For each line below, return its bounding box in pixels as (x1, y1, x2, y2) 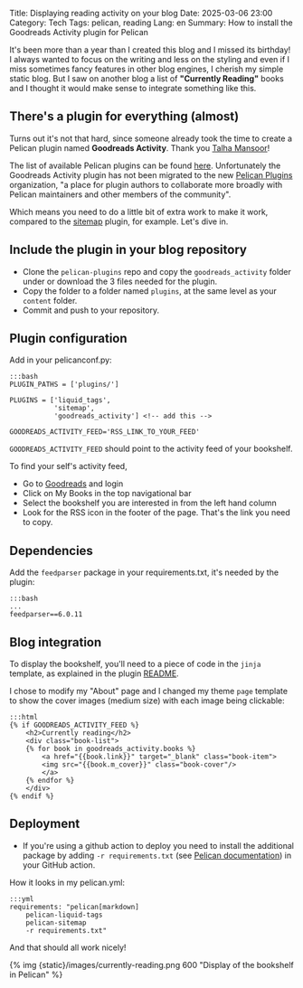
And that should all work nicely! (9, 942, 127, 953)
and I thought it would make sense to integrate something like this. (9, 83, 257, 93)
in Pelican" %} (9, 969, 63, 980)
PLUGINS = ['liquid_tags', (9, 396, 111, 405)
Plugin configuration (9, 331, 128, 346)
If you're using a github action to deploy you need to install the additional (22, 840, 294, 851)
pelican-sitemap (25, 917, 88, 927)
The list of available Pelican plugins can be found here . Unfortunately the (9, 160, 281, 171)
